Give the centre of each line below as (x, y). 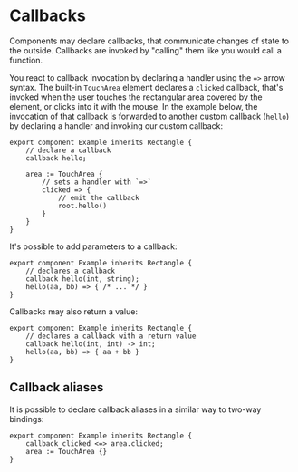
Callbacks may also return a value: (74, 311)
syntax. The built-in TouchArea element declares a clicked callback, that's (146, 87)
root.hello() (82, 206)
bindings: (27, 419)
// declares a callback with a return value (111, 336)
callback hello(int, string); (83, 279)
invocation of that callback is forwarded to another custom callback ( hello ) (149, 116)
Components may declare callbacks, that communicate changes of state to (149, 41)
